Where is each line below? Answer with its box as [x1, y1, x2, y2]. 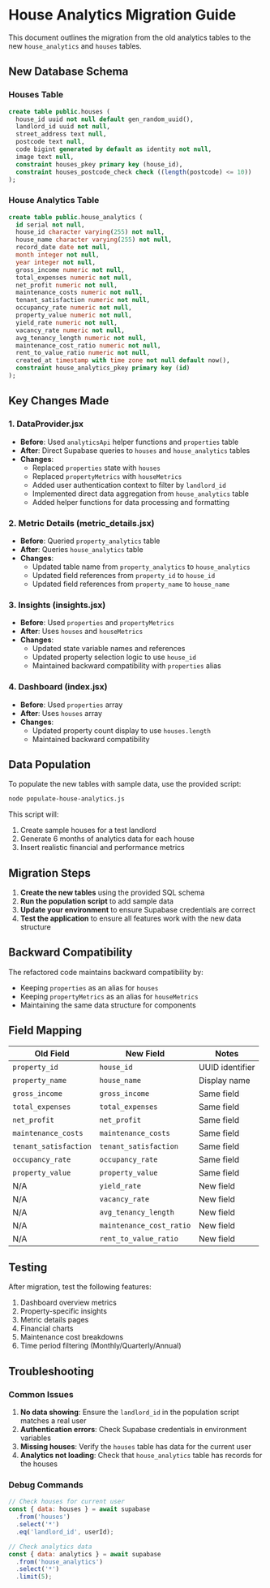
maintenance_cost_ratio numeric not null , [15, 341, 161, 350]
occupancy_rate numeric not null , [15, 304, 132, 312]
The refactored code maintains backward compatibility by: [8, 967, 204, 977]
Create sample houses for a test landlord [19, 826, 156, 835]
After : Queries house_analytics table [19, 544, 144, 554]
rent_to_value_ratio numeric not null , [15, 349, 151, 357]
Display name [198, 1074, 251, 1085]
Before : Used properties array [19, 700, 123, 710]
